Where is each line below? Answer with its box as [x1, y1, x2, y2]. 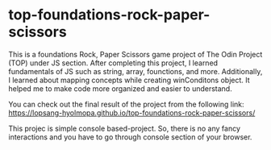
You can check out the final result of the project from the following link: [8, 99, 244, 109]
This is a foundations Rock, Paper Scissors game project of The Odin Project [8, 49, 263, 59]
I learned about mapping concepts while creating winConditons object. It [8, 75, 250, 85]
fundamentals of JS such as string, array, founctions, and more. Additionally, [8, 66, 263, 76]
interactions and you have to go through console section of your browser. [8, 131, 252, 142]
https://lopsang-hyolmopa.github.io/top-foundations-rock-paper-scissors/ [8, 107, 256, 118]
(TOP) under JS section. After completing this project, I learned [8, 58, 219, 68]
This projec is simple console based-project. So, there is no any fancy [8, 123, 240, 133]
